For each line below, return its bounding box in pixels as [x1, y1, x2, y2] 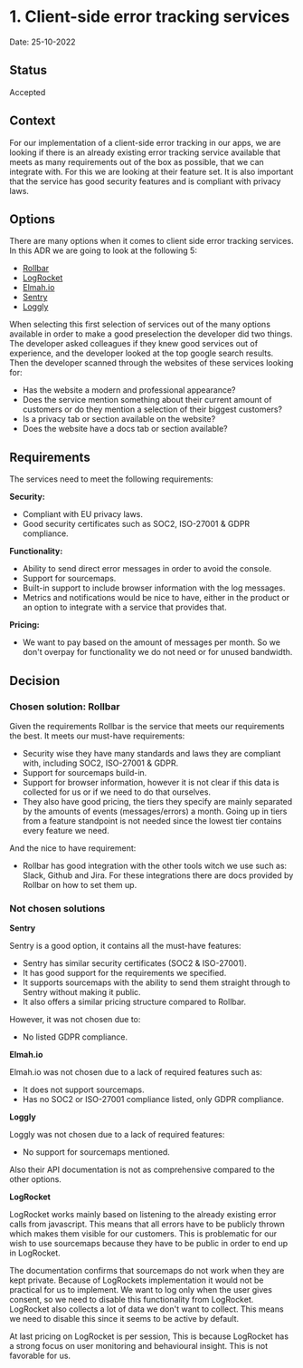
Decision [9, 673, 61, 689]
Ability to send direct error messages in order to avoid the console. [22, 563, 272, 574]
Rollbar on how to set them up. [22, 879, 137, 890]
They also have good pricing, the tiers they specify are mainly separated [22, 796, 293, 806]
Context [9, 113, 56, 129]
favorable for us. [9, 1350, 71, 1362]
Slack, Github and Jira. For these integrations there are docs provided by [22, 869, 294, 881]
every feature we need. [22, 825, 110, 835]
